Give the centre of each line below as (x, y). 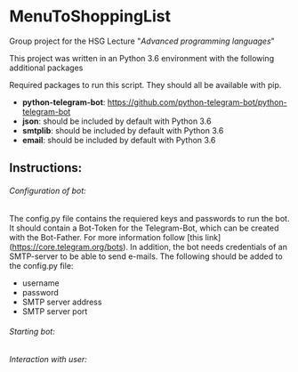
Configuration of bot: (48, 190)
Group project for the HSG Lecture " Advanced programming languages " (142, 41)
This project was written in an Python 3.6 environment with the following (141, 58)
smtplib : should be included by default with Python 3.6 (123, 130)
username (40, 283)
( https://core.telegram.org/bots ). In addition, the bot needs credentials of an (148, 247)
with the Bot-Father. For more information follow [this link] (115, 237)
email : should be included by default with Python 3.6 (119, 140)
